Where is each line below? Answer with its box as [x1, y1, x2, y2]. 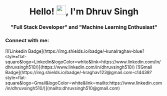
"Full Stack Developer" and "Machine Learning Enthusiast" [10, 24, 157, 31]
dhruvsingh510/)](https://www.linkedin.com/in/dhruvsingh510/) [5, 64, 135, 70]
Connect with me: [5, 37, 49, 44]
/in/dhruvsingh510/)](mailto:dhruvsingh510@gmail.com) [5, 85, 120, 92]
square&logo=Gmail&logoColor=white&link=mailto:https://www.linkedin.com [5, 80, 162, 86]
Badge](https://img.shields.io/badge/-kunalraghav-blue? [28, 48, 144, 54]
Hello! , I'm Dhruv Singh [29, 6, 139, 17]
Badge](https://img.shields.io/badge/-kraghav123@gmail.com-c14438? [5, 70, 152, 76]
